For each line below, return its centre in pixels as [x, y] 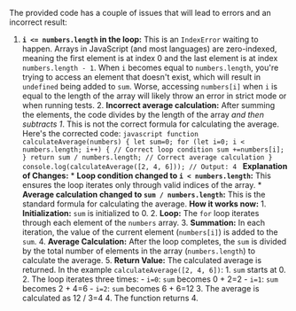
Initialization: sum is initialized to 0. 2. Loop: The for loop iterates [140, 213]
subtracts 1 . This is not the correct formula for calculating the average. [150, 124]
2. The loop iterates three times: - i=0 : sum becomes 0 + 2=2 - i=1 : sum [150, 279]
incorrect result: [39, 22]
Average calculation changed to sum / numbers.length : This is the [144, 194]
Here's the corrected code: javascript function [110, 133]
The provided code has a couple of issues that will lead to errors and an [140, 13]
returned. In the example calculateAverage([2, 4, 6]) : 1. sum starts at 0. [154, 270]
